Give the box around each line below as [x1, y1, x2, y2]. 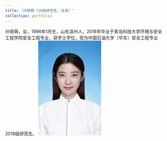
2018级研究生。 [5, 130, 37, 136]
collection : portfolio [5, 13, 52, 18]
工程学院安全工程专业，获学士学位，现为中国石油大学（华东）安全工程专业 [5, 34, 158, 40]
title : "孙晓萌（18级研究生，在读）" [5, 8, 75, 13]
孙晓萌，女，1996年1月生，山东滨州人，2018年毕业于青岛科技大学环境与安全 [5, 28, 163, 34]
